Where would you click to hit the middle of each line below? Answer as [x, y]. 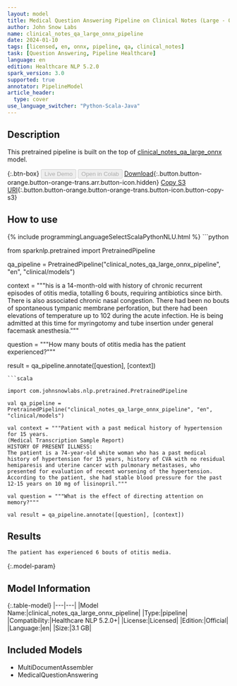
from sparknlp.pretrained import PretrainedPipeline [81, 250]
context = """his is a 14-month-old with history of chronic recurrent [105, 285]
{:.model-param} [32, 566]
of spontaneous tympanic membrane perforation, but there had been [108, 308]
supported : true [31, 80]
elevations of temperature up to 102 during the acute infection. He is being [115, 315]
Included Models [45, 650]
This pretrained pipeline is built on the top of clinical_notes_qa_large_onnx [115, 152]
